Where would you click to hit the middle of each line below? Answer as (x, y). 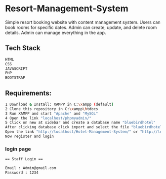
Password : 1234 (22, 173)
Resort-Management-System (67, 9)
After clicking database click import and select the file (67, 127)
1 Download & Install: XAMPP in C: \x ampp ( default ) (59, 104)
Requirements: (28, 93)
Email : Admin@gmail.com (31, 168)
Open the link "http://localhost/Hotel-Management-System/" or (72, 132)
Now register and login (30, 136)
